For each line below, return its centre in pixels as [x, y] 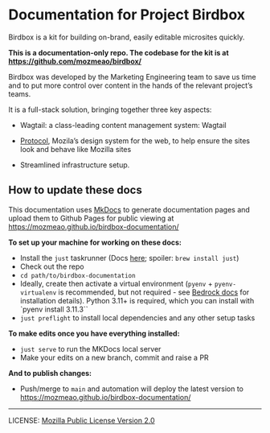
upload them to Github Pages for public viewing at [91, 218]
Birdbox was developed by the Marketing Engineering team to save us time [132, 76]
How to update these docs [75, 190]
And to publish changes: [50, 373]
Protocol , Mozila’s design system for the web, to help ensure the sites [135, 140]
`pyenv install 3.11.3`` [54, 309]
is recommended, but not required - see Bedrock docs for [154, 292]
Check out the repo [52, 266]
